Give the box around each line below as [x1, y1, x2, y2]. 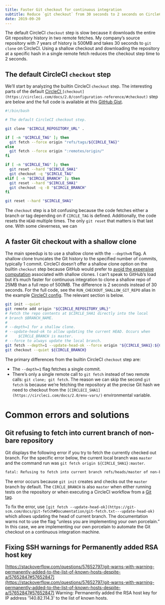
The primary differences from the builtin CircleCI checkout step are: [5, 356, 141, 362]
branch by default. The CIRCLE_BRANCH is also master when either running [5, 484, 151, 489]
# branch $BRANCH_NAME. [5, 315, 54, 320]
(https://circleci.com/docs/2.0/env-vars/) [12, 393, 103, 398]
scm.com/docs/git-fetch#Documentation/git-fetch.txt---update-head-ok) [5, 509, 155, 514]
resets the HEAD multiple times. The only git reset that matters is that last [5, 218, 154, 224]
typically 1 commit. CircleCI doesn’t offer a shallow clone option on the [5, 261, 147, 267]
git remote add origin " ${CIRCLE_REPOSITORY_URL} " [5, 306, 111, 311]
